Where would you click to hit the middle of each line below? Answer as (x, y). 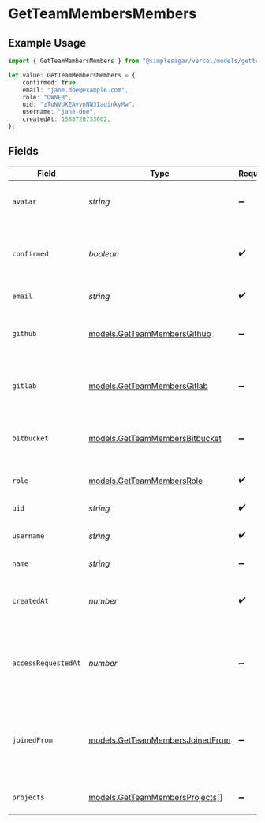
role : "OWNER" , (47, 97)
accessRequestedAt (47, 663)
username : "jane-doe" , (60, 112)
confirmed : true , (51, 82)
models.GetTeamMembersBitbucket (155, 438)
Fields (24, 151)
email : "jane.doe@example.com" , (75, 90)
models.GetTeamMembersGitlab (149, 386)
